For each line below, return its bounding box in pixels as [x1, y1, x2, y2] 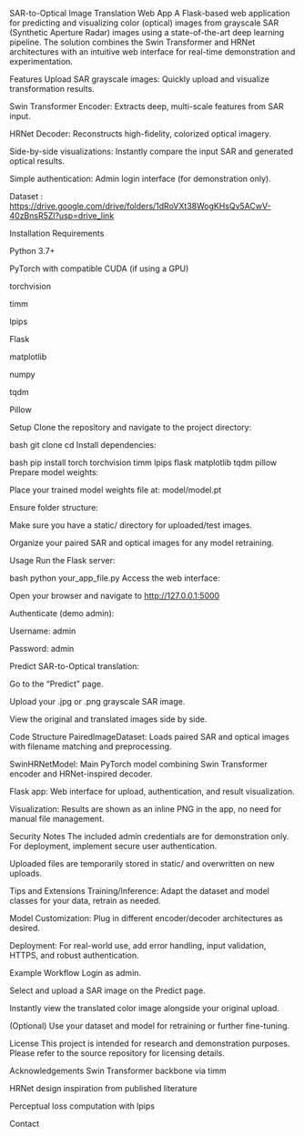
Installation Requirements [9, 228, 105, 238]
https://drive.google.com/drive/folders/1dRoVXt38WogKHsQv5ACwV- [9, 200, 271, 211]
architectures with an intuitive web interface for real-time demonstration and [9, 46, 296, 57]
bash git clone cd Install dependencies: [9, 440, 157, 450]
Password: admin [9, 644, 75, 654]
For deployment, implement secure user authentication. [9, 841, 218, 851]
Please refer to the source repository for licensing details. [9, 1048, 225, 1059]
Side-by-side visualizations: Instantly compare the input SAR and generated [9, 146, 294, 157]
